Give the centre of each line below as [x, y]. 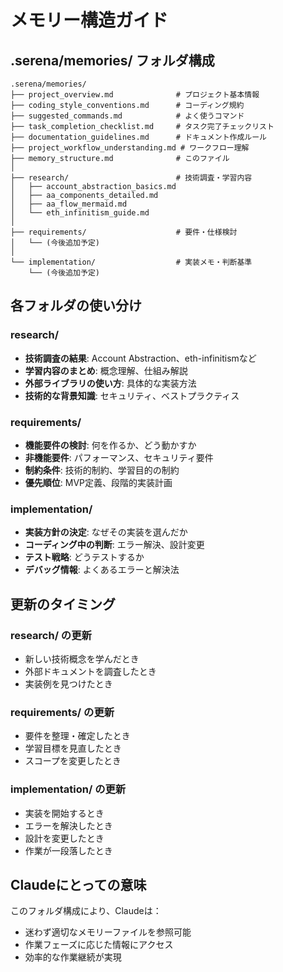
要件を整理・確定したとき [77, 736]
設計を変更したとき [64, 838]
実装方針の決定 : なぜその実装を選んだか [106, 532]
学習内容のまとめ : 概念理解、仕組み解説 [106, 370]
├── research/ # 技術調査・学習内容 [131, 178]
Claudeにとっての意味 [78, 884]
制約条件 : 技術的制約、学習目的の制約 [102, 470]
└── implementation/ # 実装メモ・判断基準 [131, 262]
